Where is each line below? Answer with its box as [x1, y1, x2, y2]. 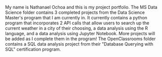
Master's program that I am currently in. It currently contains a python [5, 15, 148, 20]
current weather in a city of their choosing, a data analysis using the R [5, 25, 148, 31]
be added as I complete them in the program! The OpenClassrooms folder [5, 36, 156, 42]
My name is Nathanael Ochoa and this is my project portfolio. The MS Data [5, 4, 158, 10]
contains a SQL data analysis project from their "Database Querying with [5, 41, 154, 47]
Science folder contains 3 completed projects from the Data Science [5, 9, 145, 15]
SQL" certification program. [5, 47, 61, 52]
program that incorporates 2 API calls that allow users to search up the [5, 20, 150, 26]
